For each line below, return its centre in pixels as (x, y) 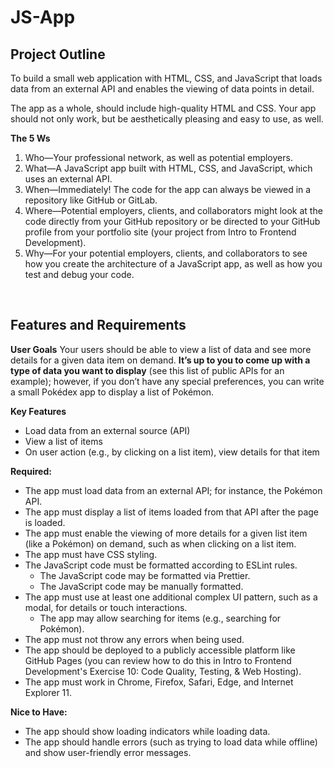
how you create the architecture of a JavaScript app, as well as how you (173, 264)
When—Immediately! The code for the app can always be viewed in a (168, 189)
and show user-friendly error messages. (108, 752)
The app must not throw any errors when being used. (134, 639)
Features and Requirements (98, 325)
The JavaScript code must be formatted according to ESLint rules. (161, 565)
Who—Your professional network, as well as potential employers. (158, 157)
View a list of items (63, 441)
